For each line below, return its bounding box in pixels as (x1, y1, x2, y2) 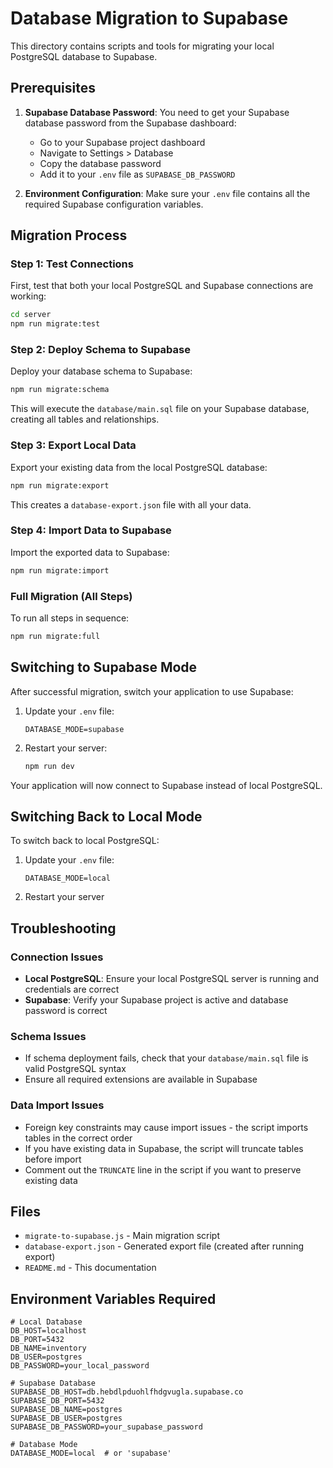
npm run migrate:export (10, 480, 110, 491)
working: (10, 290, 47, 302)
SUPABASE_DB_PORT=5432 (10, 1396, 105, 1406)
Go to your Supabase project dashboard (39, 136, 206, 148)
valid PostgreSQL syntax (24, 1063, 127, 1075)
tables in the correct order (24, 1132, 133, 1144)
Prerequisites (10, 80, 96, 97)
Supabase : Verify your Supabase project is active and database (24, 994, 289, 1006)
